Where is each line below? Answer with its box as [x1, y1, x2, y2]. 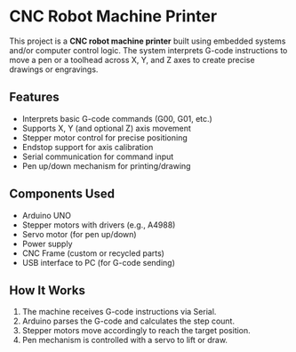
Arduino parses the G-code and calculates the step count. [21, 316, 236, 326]
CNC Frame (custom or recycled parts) [21, 247, 164, 259]
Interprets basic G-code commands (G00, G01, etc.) [21, 113, 213, 124]
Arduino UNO [21, 210, 72, 220]
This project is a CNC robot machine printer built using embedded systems [9, 36, 286, 46]
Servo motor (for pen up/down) [21, 228, 137, 239]
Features [9, 90, 60, 105]
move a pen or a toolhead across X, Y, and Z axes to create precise [9, 54, 255, 65]
